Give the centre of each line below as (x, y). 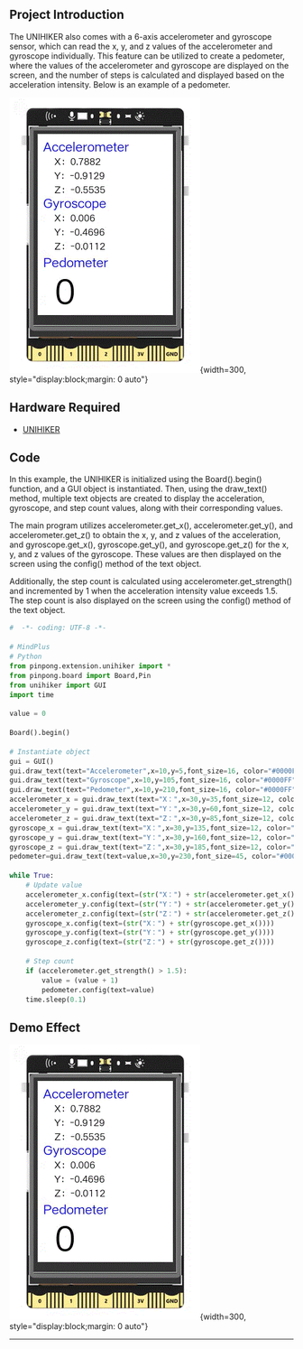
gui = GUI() (32, 761)
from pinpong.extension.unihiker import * (90, 666)
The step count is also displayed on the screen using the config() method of (150, 600)
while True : (32, 876)
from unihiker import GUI (58, 685)
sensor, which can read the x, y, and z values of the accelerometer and (141, 46)
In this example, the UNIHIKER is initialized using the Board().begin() (136, 479)
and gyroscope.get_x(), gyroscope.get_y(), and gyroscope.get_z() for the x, (149, 544)
